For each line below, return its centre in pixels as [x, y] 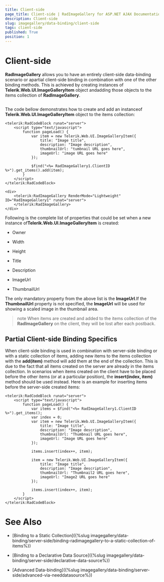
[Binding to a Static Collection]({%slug [51, 535]
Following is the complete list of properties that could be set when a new [78, 218]
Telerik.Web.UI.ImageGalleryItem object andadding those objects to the [79, 90]
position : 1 [17, 37]
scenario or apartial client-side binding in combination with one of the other [81, 80]
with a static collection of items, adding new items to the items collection [78, 356]
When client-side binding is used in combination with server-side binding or [81, 351]
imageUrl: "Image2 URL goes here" [75, 477]
